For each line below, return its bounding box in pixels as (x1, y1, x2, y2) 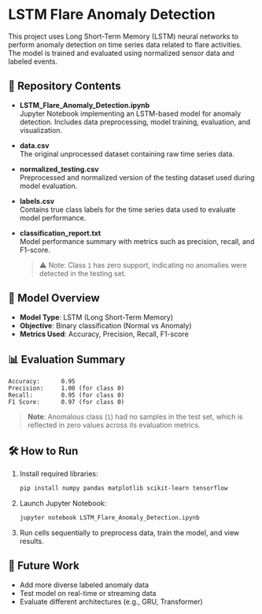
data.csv (19, 140, 50, 150)
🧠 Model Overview (8, 291, 100, 305)
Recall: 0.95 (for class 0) (8, 391, 125, 399)
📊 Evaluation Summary (8, 353, 126, 366)
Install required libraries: (19, 469, 98, 479)
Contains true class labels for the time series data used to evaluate (19, 205, 236, 214)
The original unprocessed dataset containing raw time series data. (19, 149, 234, 158)
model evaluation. (19, 181, 78, 190)
